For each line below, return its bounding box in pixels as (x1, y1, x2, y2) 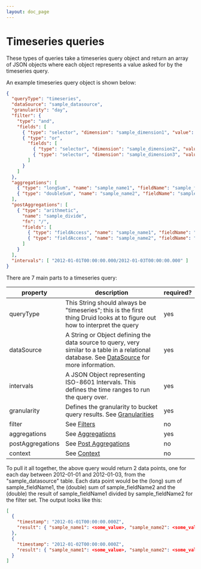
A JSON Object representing (65, 370, 145, 378)
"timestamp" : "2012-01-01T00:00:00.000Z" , (17, 519, 124, 525)
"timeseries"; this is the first (65, 306, 144, 314)
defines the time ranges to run (65, 385, 150, 393)
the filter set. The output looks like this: (6, 496, 103, 504)
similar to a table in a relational (65, 345, 151, 354)
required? (163, 288, 192, 297)
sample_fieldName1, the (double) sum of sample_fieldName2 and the (6, 483, 175, 490)
